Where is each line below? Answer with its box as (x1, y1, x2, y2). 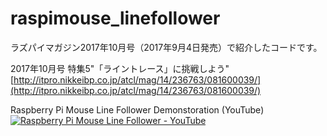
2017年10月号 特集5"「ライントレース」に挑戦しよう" (10, 62, 230, 74)
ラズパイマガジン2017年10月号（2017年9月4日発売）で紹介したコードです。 (10, 41, 323, 53)
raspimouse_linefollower (10, 7, 221, 30)
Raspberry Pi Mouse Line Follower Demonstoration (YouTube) (10, 103, 265, 116)
